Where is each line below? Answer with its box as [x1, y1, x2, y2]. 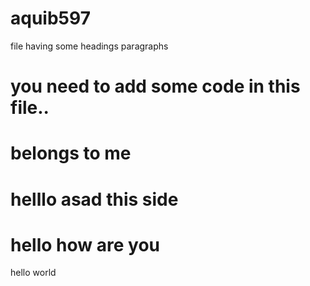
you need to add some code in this [10, 75, 301, 98]
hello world [10, 267, 57, 279]
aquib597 [10, 7, 91, 30]
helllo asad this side [10, 188, 179, 211]
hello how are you [10, 233, 160, 256]
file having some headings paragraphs [10, 40, 169, 52]
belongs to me [10, 142, 132, 165]
